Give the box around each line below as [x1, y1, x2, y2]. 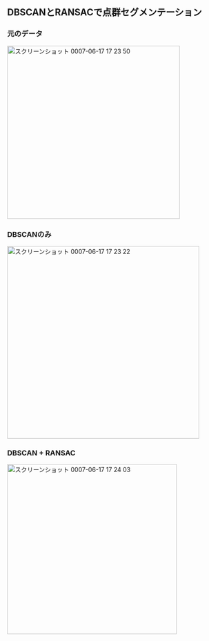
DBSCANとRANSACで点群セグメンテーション [7, 6, 202, 19]
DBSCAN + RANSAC [7, 448, 76, 458]
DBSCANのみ [7, 229, 52, 239]
